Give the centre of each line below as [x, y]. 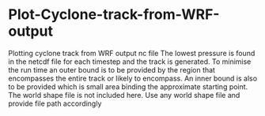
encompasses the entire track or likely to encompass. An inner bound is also [133, 78]
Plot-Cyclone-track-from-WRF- [114, 15]
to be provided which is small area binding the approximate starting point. [128, 86]
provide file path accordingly [55, 103]
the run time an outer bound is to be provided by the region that [112, 69]
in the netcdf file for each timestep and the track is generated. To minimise [130, 62]
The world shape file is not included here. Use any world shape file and [124, 95]
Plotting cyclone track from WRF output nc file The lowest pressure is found [132, 53]
